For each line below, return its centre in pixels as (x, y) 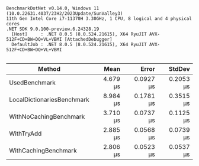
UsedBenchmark (33, 82)
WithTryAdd (25, 134)
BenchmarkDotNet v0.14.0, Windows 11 (53, 8)
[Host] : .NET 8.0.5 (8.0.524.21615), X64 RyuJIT (79, 34)
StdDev (179, 69)
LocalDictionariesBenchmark (49, 100)
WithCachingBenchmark (43, 150)
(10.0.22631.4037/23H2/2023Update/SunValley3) (65, 14)
